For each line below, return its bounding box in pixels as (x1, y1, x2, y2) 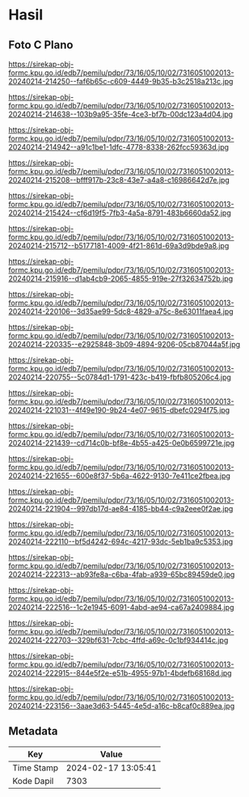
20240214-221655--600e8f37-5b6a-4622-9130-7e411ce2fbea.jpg (8, 471, 230, 481)
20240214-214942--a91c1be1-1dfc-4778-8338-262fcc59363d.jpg (8, 142, 229, 151)
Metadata (8, 724, 58, 738)
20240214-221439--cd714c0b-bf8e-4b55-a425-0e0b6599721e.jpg (8, 439, 235, 447)
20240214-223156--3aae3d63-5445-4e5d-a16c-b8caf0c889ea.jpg (8, 702, 235, 710)
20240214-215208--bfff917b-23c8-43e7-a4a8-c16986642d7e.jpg (8, 176, 230, 184)
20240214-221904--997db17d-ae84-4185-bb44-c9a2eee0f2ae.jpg (8, 504, 234, 513)
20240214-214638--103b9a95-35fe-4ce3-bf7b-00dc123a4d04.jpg (8, 109, 233, 119)
